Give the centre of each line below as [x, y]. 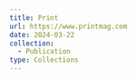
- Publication [44, 52]
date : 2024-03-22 [42, 35]
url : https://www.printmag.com [68, 26]
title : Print [34, 18]
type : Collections [44, 60]
